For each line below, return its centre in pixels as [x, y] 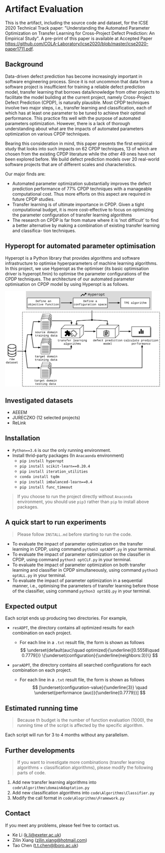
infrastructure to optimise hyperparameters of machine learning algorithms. [82, 263]
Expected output [31, 606]
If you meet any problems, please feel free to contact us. [62, 825]
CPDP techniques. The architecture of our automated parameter [70, 279]
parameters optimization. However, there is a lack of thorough [68, 123]
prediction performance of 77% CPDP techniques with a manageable [82, 189]
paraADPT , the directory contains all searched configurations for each [82, 665]
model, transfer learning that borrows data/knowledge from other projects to [82, 92]
